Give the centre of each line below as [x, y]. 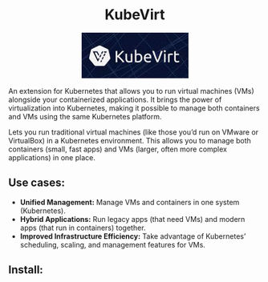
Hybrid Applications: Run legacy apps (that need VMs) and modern [132, 219]
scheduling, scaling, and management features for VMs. [113, 244]
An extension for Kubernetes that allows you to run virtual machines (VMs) [131, 91]
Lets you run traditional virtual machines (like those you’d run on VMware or [134, 132]
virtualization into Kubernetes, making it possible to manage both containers [134, 108]
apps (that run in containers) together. [83, 228]
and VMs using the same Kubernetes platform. [85, 116]
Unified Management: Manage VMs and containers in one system [130, 202]
